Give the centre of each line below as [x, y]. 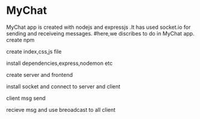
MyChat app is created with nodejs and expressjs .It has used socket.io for [98, 27]
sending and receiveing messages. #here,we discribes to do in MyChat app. [100, 33]
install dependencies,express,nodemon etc [59, 63]
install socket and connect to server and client [63, 86]
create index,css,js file [34, 51]
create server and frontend [40, 75]
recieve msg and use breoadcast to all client [61, 109]
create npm [20, 40]
